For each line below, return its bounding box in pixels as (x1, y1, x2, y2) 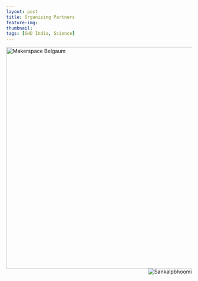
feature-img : (6, 19, 38, 25)
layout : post (6, 8, 38, 15)
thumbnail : (6, 25, 33, 31)
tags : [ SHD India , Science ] (6, 31, 75, 37)
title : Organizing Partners (6, 14, 75, 20)
